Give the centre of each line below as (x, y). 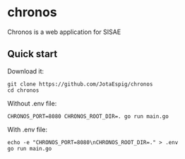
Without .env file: (32, 103)
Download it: (26, 71)
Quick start (32, 54)
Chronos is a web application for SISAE (64, 32)
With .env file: (28, 129)
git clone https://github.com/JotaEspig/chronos (80, 84)
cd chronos (23, 90)
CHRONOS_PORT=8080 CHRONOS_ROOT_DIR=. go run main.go (88, 116)
